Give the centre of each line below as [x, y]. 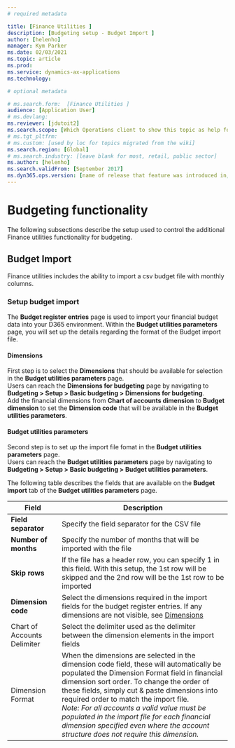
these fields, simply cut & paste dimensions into [140, 691]
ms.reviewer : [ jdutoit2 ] [43, 123]
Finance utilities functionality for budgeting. [70, 237]
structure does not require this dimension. [130, 735]
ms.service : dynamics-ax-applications [64, 72]
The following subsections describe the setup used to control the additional [116, 229]
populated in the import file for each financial [136, 717]
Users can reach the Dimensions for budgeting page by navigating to [108, 386]
